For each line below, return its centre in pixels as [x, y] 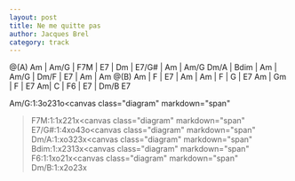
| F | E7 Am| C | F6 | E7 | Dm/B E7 [70, 86]
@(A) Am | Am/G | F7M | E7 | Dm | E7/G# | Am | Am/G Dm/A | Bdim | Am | [143, 67]
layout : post [33, 17]
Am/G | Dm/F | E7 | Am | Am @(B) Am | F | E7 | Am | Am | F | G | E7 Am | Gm [148, 77]
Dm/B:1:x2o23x [59, 168]
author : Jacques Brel [49, 34]
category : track [39, 42]
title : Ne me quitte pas [55, 26]
